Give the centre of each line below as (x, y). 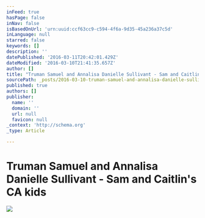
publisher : (20, 97)
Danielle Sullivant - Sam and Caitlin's (102, 179)
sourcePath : (21, 80)
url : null (24, 114)
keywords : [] (23, 46)
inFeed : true (23, 12)
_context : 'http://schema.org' (46, 125)
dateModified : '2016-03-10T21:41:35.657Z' (61, 63)
